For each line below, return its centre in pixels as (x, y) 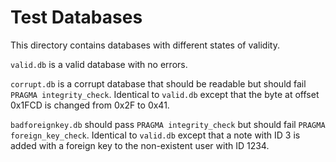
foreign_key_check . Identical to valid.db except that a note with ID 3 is (155, 135)
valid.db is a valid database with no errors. (99, 64)
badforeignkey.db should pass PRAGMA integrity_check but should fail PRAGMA (168, 124)
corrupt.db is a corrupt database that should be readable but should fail (158, 83)
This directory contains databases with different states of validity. (145, 45)
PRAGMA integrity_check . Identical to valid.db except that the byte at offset (165, 94)
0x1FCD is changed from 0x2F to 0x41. (90, 105)
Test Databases (76, 17)
